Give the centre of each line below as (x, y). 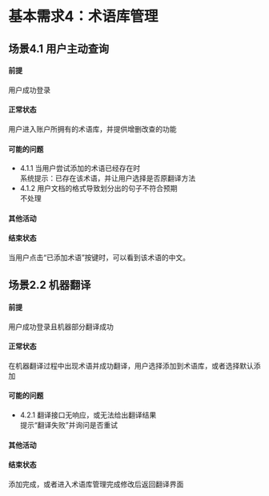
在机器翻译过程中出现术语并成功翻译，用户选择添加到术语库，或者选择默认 (131, 365)
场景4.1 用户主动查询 (59, 49)
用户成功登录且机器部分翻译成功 (61, 327)
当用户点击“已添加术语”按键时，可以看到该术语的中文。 (99, 257)
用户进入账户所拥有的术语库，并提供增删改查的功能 (92, 128)
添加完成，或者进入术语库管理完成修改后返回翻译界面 (96, 484)
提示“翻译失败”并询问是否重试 (69, 425)
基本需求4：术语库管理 (83, 16)
